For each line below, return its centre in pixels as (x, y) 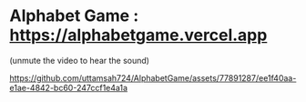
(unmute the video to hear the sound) (80, 60)
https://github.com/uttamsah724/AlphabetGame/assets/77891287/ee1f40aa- (153, 77)
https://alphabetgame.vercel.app (138, 35)
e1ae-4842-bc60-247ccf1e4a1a (69, 87)
